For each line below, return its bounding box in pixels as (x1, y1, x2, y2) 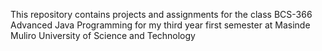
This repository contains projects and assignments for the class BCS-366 (10, 9, 313, 20)
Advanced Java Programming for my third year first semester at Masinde (10, 19, 311, 31)
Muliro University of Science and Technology (10, 30, 196, 41)
